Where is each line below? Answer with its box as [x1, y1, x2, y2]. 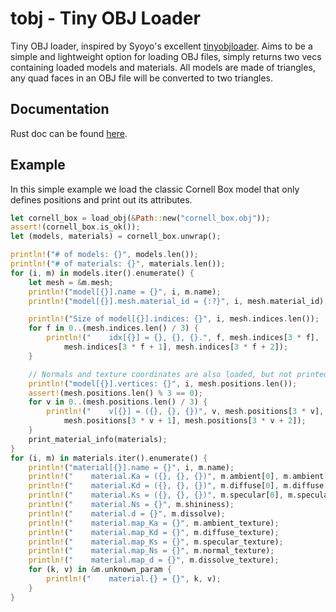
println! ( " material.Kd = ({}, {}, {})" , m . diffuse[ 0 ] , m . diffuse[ [28, 481, 329, 491]
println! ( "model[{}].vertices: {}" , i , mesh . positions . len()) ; [28, 378, 298, 389]
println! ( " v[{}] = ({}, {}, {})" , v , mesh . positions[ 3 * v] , [46, 407, 325, 417]
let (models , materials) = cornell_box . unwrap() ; [10, 232, 222, 242]
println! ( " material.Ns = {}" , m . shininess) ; [28, 500, 235, 510]
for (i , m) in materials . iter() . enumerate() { [10, 453, 208, 463]
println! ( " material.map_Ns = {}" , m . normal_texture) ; [28, 546, 275, 556]
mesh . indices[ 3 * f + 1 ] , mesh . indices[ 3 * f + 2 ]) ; [63, 342, 289, 352]
